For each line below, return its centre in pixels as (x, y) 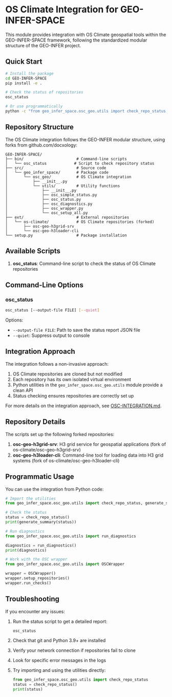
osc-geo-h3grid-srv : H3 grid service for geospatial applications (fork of (89, 444)
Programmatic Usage (40, 477)
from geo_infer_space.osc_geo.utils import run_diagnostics (71, 536)
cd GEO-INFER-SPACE (26, 78)
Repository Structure (40, 127)
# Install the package (29, 73)
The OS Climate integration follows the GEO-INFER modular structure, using (85, 139)
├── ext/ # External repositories (67, 217)
